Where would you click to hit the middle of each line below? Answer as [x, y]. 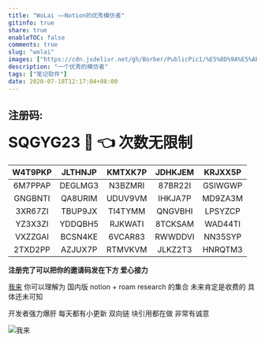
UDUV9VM [127, 199]
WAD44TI [223, 224]
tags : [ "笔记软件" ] [38, 74]
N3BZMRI [127, 186]
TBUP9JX [79, 211]
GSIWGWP [222, 186]
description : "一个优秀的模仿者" [58, 67]
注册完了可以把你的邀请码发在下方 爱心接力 [78, 270]
